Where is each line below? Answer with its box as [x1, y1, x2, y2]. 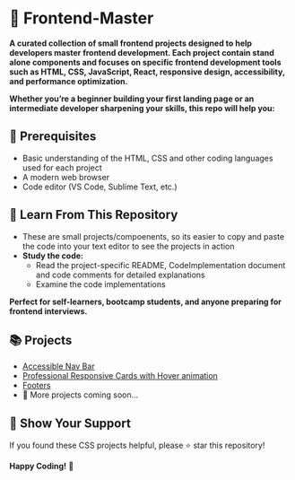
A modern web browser [22, 171, 110, 182]
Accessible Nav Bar [22, 361, 96, 371]
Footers [22, 380, 51, 391]
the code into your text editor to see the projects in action [22, 240, 235, 251]
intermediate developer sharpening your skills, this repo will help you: [9, 102, 275, 113]
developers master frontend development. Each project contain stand [9, 47, 275, 57]
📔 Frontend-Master [9, 8, 154, 29]
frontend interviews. [9, 305, 88, 317]
